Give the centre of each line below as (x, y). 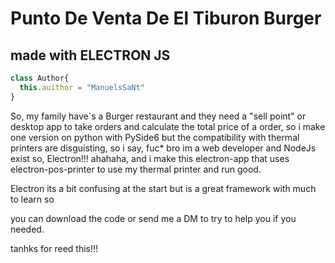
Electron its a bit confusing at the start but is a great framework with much (163, 188)
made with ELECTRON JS (90, 55)
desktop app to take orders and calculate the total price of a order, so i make (168, 126)
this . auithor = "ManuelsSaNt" (82, 87)
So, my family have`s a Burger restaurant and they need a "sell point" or (158, 116)
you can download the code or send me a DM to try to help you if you (153, 218)
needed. (27, 229)
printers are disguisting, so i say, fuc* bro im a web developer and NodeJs (163, 148)
